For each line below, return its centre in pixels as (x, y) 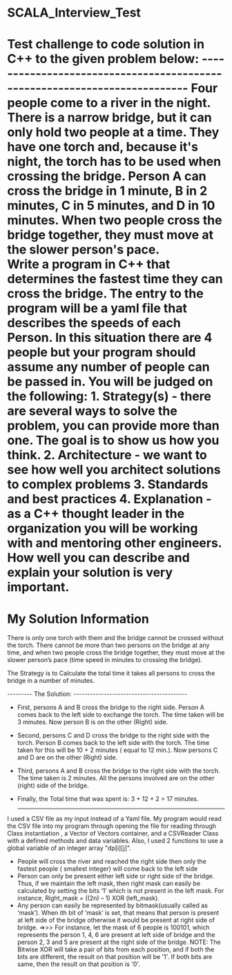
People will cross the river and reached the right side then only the (112, 862)
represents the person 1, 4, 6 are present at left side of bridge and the (116, 935)
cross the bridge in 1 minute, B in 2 (107, 191)
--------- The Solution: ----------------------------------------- (97, 694)
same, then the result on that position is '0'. (78, 964)
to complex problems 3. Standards (108, 484)
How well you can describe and (98, 558)
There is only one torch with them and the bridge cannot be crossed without (116, 638)
